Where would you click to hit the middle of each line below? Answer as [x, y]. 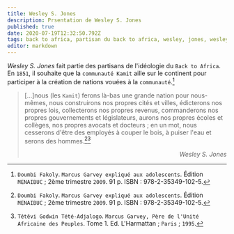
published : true [31, 26]
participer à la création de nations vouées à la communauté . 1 [91, 81]
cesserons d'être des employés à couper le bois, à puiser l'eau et [118, 132]
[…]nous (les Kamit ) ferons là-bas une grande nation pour [107, 95]
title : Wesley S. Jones [42, 14]
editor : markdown [32, 46]
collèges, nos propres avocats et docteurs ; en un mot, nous [110, 125]
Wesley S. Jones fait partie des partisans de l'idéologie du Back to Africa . [114, 66]
